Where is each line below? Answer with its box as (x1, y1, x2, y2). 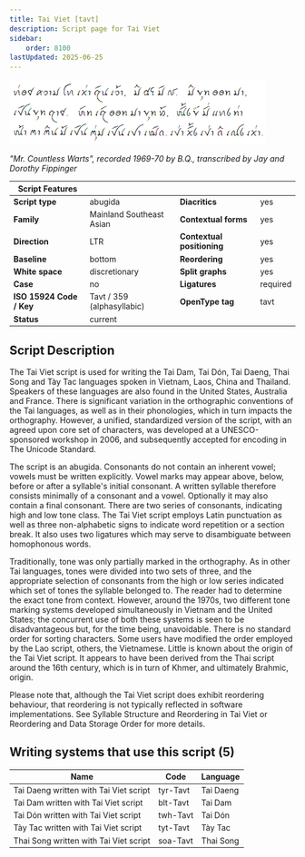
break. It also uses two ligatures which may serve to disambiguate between (9, 528, 291, 539)
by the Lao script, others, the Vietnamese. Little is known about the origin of (9, 643, 293, 654)
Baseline (13, 253, 47, 264)
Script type (13, 196, 57, 207)
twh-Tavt (158, 810, 194, 821)
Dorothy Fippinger (9, 163, 77, 174)
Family (13, 213, 40, 224)
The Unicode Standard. (9, 443, 97, 454)
